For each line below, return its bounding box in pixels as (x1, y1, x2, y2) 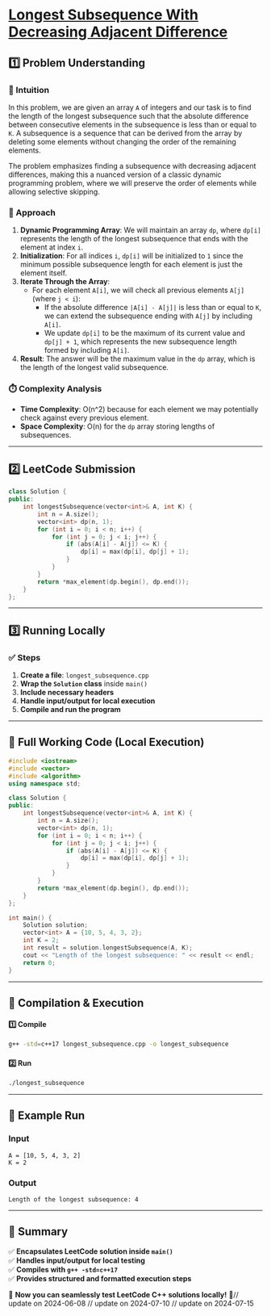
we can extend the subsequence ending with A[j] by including (44, 311, 252, 321)
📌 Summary (8, 1225, 69, 1238)
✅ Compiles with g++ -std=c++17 (8, 1264, 119, 1274)
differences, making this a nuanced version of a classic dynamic (8, 170, 222, 179)
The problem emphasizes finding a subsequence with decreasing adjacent (8, 161, 256, 170)
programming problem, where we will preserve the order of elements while (8, 178, 256, 187)
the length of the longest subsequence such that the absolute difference (8, 111, 249, 120)
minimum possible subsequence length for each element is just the (19, 260, 244, 270)
